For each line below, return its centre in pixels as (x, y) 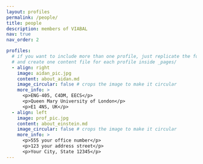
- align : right (31, 68)
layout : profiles (28, 12)
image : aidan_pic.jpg (44, 73)
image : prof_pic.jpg (43, 118)
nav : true (19, 34)
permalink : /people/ (32, 17)
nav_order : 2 (23, 40)
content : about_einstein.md (52, 124)
